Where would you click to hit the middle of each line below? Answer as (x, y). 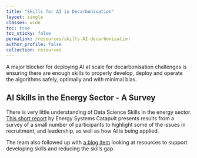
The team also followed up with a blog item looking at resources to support (97, 142)
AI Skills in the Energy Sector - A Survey (81, 98)
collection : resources (34, 50)
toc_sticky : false (29, 34)
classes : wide (24, 22)
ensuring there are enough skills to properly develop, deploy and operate (95, 73)
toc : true (18, 28)
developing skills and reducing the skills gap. (60, 149)
